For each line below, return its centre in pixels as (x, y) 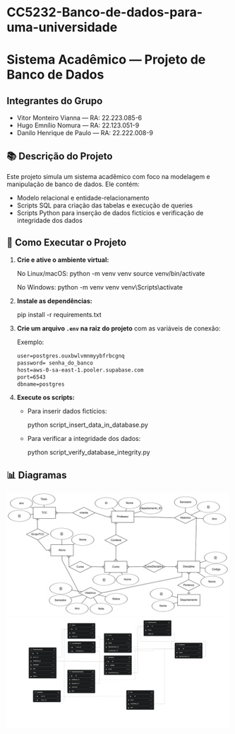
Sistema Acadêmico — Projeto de (106, 60)
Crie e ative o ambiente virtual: (63, 260)
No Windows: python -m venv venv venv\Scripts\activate (100, 287)
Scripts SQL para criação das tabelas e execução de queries (105, 205)
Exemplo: (30, 342)
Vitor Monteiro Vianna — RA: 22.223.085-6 (79, 118)
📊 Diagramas (37, 475)
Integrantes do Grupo (55, 101)
